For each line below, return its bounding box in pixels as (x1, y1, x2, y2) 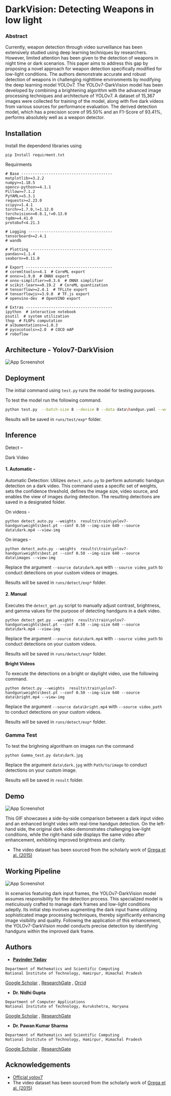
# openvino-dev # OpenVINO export (5, 296, 81, 301)
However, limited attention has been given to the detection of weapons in (5, 55, 159, 61)
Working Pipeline (5, 867, 61, 876)
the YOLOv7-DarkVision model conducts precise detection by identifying (5, 922, 158, 929)
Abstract (5, 33, 28, 40)
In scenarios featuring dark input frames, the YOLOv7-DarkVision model (5, 890, 156, 896)
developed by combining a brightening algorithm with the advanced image (5, 88, 161, 94)
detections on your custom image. (5, 767, 77, 773)
